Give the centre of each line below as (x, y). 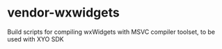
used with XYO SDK (35, 39)
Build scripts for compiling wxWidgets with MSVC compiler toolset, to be (111, 32)
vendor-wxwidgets (63, 13)
